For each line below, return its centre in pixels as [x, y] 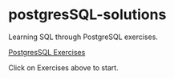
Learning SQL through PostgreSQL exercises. [83, 37]
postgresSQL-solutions [87, 15]
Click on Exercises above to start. [63, 67]
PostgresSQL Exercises [47, 52]
